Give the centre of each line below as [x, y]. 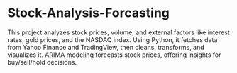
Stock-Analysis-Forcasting [89, 13]
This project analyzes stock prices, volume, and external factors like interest [119, 32]
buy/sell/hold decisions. [42, 62]
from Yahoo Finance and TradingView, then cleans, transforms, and [106, 47]
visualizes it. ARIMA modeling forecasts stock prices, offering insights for [114, 55]
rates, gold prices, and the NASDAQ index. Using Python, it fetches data [112, 39]
